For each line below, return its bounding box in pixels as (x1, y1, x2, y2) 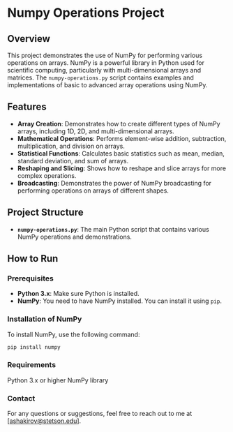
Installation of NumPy (7, 314, 82, 324)
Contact (7, 393, 36, 403)
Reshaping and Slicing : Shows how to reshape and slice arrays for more (17, 164, 227, 172)
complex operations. (17, 171, 77, 179)
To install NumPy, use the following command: (7, 330, 140, 338)
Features (7, 101, 47, 113)
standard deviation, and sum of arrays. (17, 156, 129, 165)
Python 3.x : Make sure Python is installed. (17, 290, 140, 298)
